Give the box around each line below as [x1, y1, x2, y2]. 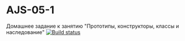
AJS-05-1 [6, 3, 55, 17]
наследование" [6, 28, 45, 35]
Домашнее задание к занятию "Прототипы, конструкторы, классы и [6, 23, 179, 29]
